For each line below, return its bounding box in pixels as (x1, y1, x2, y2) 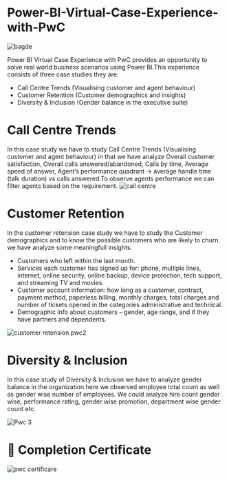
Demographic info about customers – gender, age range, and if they (17, 308, 210, 316)
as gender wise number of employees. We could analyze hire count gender (7, 390, 220, 398)
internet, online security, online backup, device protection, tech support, (17, 271, 222, 280)
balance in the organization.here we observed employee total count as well (7, 382, 220, 390)
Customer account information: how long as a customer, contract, (17, 286, 204, 294)
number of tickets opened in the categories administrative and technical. (17, 300, 223, 309)
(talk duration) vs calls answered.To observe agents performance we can (7, 174, 215, 182)
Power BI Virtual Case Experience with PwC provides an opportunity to (7, 55, 208, 63)
